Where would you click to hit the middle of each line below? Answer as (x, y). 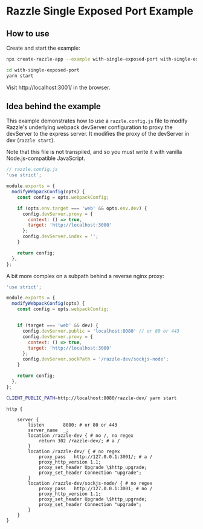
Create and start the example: (43, 48)
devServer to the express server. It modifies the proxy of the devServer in (98, 134)
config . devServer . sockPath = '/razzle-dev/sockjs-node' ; (95, 359)
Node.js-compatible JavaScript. (46, 158)
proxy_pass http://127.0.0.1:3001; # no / (95, 488)
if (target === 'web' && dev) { (58, 325)
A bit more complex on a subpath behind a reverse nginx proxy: (85, 276)
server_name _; (48, 430)
